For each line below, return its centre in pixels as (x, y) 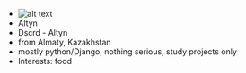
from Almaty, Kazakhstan (64, 42)
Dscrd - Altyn (43, 32)
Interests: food (44, 61)
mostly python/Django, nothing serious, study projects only (127, 52)
